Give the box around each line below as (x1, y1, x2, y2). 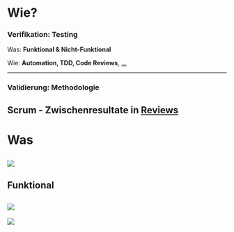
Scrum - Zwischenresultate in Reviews (7, 104, 179, 116)
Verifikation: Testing (7, 30, 78, 40)
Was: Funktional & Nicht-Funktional (7, 45, 111, 53)
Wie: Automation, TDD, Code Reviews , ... (7, 59, 127, 67)
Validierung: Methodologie (7, 83, 100, 92)
